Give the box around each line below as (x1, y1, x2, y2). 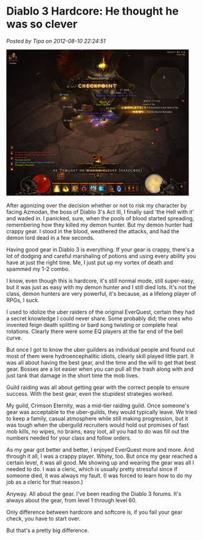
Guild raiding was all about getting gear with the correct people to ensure (6, 384, 190, 391)
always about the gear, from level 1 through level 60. (6, 496, 137, 503)
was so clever (6, 17, 78, 31)
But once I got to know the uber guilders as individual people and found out (6, 346, 195, 353)
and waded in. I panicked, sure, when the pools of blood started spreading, (6, 214, 194, 222)
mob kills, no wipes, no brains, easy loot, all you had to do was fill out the (6, 427, 190, 435)
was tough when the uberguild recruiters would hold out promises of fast (6, 421, 189, 429)
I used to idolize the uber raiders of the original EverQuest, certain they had (6, 308, 195, 315)
